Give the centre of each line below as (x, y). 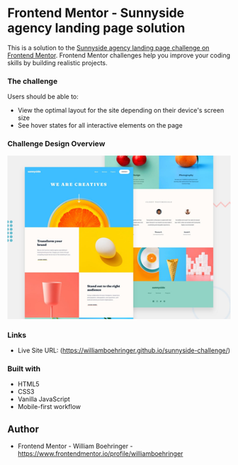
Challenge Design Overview (56, 144)
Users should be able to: (43, 96)
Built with (24, 369)
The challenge (33, 81)
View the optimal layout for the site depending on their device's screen (121, 111)
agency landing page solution (96, 28)
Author (23, 429)
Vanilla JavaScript (44, 399)
